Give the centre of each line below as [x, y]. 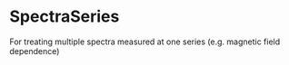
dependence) [35, 51]
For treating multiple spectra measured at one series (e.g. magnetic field [145, 42]
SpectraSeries [65, 17]
